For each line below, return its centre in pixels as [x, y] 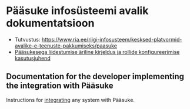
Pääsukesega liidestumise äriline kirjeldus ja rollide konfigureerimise [97, 52]
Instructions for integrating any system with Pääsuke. [71, 100]
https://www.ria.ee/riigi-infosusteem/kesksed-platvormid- [112, 39]
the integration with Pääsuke [60, 86]
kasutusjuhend [33, 58]
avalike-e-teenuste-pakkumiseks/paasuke [66, 46]
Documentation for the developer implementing [95, 76]
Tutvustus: [27, 39]
